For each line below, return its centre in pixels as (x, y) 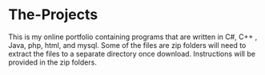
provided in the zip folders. (53, 62)
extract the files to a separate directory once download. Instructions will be (132, 53)
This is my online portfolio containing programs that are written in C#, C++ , (133, 37)
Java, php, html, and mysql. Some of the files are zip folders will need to (127, 45)
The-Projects (53, 15)
